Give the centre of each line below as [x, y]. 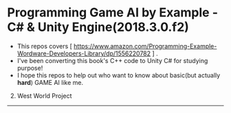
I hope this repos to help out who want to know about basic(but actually [119, 75]
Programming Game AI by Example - [113, 13]
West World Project [44, 96]
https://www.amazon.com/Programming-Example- [145, 46]
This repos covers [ [44, 46]
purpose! [30, 68]
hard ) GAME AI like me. [50, 82]
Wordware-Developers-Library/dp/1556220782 [84, 53]
